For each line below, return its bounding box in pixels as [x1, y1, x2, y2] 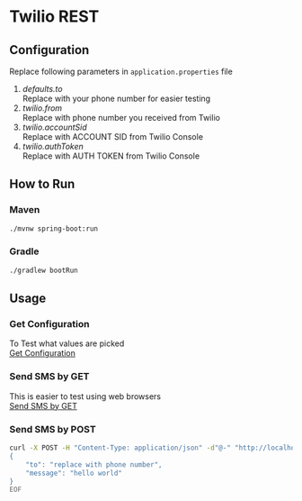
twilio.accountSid [22, 122, 87, 132]
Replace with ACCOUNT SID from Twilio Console [22, 132, 204, 141]
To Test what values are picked [9, 338, 125, 349]
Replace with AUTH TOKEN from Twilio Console [22, 150, 200, 161]
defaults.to [22, 84, 63, 94]
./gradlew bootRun [9, 266, 78, 275]
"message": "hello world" [25, 469, 123, 478]
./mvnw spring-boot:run [9, 223, 99, 233]
